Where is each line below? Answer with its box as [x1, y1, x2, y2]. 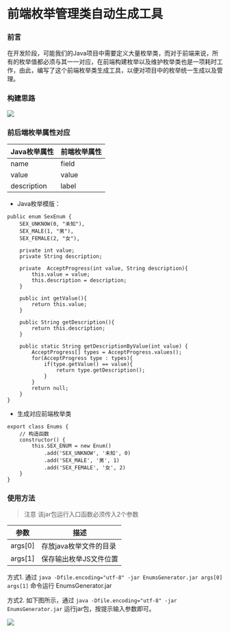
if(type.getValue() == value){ [43, 361, 133, 368]
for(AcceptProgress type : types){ [31, 355, 133, 362]
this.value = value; [31, 271, 90, 278]
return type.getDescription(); [55, 367, 146, 374]
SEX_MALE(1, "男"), [19, 228, 74, 235]
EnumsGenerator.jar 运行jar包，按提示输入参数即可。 [7, 605, 155, 613]
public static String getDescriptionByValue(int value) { [19, 343, 188, 350]
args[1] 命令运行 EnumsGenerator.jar [7, 582, 112, 590]
